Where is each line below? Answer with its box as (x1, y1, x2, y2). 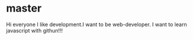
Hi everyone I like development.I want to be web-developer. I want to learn (6, 21, 187, 28)
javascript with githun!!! (6, 27, 63, 34)
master (6, 2, 42, 15)
